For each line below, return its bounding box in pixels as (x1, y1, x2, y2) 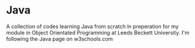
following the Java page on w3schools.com (6, 35, 113, 42)
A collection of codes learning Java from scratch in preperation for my (6, 23, 179, 30)
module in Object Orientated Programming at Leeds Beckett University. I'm (6, 29, 190, 36)
